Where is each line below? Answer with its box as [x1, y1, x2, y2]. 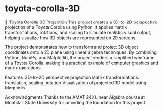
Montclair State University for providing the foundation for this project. [5, 99, 147, 105]
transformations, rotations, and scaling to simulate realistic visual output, [5, 29, 152, 35]
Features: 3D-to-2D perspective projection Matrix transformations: [5, 74, 140, 80]
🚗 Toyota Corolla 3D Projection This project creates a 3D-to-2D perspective [5, 19, 158, 25]
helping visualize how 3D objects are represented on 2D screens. [5, 35, 137, 41]
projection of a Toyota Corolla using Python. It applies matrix [5, 24, 127, 30]
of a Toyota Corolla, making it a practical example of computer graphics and [5, 60, 158, 66]
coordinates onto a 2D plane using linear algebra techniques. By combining [5, 49, 157, 55]
